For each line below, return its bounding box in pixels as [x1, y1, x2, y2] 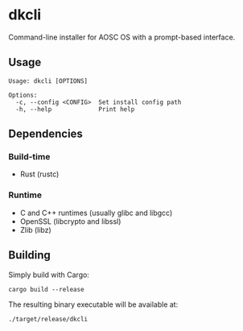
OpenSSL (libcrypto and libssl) [19, 216, 121, 226]
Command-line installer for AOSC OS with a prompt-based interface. [8, 32, 236, 42]
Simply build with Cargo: [8, 270, 90, 279]
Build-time [8, 151, 51, 163]
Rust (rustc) [19, 169, 60, 179]
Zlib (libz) [19, 225, 51, 234]
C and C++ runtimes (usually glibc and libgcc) [19, 208, 173, 217]
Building [8, 248, 51, 263]
